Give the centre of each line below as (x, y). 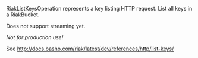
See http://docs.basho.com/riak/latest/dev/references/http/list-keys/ (90, 49)
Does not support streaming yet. (46, 26)
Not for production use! (35, 37)
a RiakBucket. (23, 15)
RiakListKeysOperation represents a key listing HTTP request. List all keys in (99, 8)
